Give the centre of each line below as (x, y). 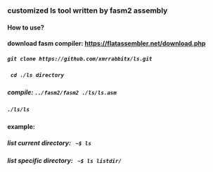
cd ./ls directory (37, 75)
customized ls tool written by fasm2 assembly (88, 11)
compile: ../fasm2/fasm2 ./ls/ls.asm (62, 92)
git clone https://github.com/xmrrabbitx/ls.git (80, 59)
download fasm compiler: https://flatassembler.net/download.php (106, 44)
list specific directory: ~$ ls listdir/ (64, 161)
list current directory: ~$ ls (49, 142)
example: (21, 127)
